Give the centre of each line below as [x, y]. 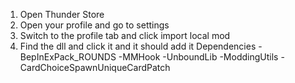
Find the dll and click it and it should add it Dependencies [138, 46]
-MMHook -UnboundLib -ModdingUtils [198, 57]
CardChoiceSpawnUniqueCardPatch [95, 67]
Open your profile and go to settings [94, 25]
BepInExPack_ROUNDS [68, 57]
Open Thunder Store [62, 14]
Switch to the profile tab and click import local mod [125, 35]
